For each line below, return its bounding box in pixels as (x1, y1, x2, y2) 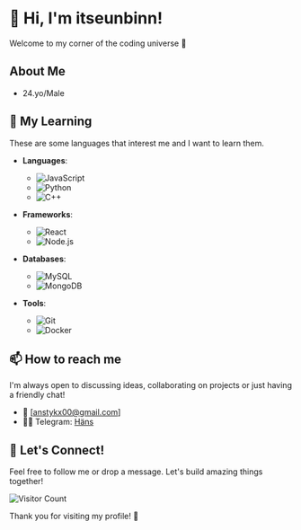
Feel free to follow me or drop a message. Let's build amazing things (9, 466, 263, 477)
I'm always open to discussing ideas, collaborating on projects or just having (9, 380, 292, 391)
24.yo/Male (22, 87, 65, 98)
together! (9, 476, 43, 487)
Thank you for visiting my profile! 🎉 (9, 511, 139, 522)
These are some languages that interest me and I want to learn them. (9, 137, 265, 148)
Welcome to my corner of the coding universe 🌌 (9, 38, 187, 49)
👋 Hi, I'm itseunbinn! (9, 8, 164, 29)
